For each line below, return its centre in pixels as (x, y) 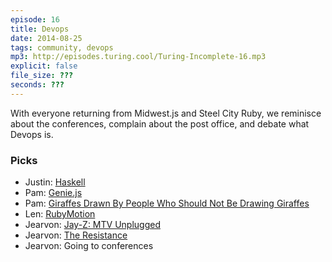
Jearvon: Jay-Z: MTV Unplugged (92, 225)
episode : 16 (35, 19)
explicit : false (44, 66)
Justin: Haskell (55, 182)
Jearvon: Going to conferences (89, 246)
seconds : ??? (37, 85)
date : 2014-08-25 (46, 38)
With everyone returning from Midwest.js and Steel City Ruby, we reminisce (166, 113)
